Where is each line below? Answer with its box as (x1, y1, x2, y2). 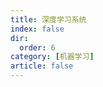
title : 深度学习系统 (10, 14, 87, 25)
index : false (10, 24, 65, 34)
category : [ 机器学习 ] (10, 52, 95, 62)
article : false (10, 61, 74, 71)
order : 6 (19, 42, 56, 53)
